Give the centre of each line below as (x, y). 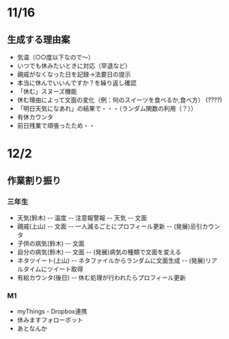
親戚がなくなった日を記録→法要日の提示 (74, 74)
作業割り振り (34, 180)
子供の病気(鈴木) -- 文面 (51, 243)
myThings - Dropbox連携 (52, 312)
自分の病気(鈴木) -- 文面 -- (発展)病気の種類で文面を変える (99, 252)
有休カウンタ (35, 117)
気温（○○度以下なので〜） (55, 57)
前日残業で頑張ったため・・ (56, 125)
